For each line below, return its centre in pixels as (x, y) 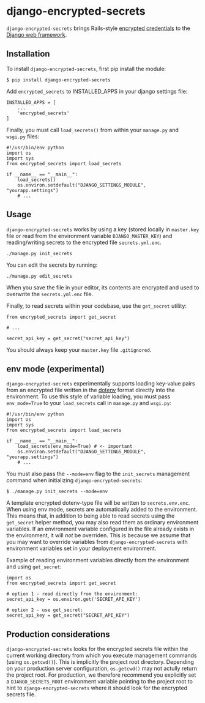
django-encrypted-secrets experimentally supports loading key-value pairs (101, 384)
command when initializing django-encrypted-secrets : (74, 480)
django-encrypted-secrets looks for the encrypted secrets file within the (97, 649)
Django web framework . (37, 34)
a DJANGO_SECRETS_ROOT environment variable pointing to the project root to (99, 682)
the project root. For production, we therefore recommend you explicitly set (101, 675)
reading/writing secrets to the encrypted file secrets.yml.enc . (84, 242)
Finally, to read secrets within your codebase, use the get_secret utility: (96, 306)
